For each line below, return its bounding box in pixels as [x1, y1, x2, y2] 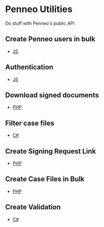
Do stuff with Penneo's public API [5, 20, 75, 26]
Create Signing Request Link [5, 147, 96, 155]
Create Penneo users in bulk [5, 35, 95, 43]
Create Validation [5, 203, 61, 211]
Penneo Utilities [5, 4, 73, 15]
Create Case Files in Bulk [5, 175, 84, 184]
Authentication [5, 63, 54, 72]
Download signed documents [5, 91, 99, 99]
